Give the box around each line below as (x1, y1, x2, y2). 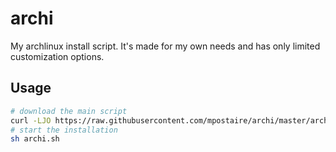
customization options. (10, 50, 105, 62)
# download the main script (10, 106, 128, 116)
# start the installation (10, 125, 118, 135)
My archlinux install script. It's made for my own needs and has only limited (10, 40, 321, 52)
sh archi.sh (10, 134, 60, 144)
